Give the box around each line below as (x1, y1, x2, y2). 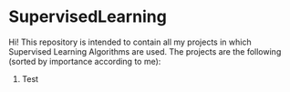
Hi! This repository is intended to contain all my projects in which (8, 36, 252, 47)
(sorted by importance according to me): (8, 56, 161, 66)
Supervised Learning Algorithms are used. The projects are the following (8, 46, 282, 56)
